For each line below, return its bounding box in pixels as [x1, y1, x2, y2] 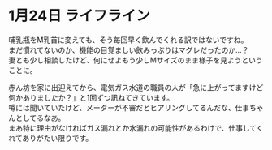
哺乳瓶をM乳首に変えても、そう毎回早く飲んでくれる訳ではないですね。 [8, 35, 248, 45]
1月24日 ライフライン [8, 6, 150, 25]
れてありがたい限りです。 [8, 133, 93, 143]
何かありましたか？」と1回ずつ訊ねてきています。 [8, 92, 175, 102]
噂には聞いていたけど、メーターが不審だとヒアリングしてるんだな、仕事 [8, 102, 250, 113]
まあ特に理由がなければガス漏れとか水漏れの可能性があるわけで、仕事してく [8, 122, 264, 133]
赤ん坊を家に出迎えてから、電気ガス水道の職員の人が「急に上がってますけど [8, 82, 264, 92]
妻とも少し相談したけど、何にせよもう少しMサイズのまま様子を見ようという [8, 55, 264, 65]
